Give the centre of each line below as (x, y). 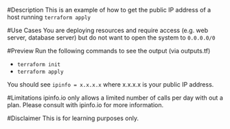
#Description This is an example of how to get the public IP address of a (109, 10)
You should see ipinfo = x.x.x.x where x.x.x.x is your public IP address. (111, 84)
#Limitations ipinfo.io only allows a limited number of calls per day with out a (115, 98)
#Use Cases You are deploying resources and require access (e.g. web (108, 30)
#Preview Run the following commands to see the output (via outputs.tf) (109, 51)
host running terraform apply (49, 17)
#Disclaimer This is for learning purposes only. (73, 118)
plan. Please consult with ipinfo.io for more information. (85, 105)
